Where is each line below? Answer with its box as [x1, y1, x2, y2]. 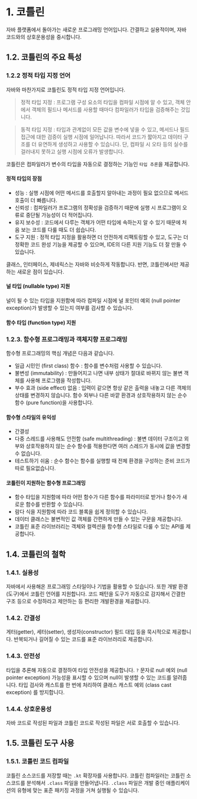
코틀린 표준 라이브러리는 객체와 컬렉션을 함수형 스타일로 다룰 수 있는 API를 [14, 523, 185, 530]
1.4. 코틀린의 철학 [6, 549, 66, 559]
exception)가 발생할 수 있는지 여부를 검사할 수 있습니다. [6, 304, 133, 311]
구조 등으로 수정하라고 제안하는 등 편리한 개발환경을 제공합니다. [6, 598, 151, 605]
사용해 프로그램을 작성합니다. [25, 377, 92, 384]
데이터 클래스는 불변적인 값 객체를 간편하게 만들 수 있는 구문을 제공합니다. [14, 515, 183, 522]
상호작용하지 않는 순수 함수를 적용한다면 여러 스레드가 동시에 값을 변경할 [25, 443, 191, 450]
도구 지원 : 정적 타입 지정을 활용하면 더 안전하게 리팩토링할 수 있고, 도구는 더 [14, 234, 189, 241]
